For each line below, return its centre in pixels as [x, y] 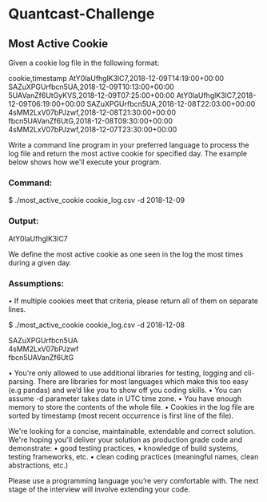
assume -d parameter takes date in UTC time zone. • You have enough [125, 399]
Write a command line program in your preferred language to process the [129, 145]
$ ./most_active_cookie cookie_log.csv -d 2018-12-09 [97, 200]
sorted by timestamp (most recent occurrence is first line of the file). [121, 415]
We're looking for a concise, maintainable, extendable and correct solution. [132, 431]
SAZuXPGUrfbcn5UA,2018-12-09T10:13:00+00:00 [91, 87]
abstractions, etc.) [38, 465]
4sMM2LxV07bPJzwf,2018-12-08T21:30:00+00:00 [92, 112]
